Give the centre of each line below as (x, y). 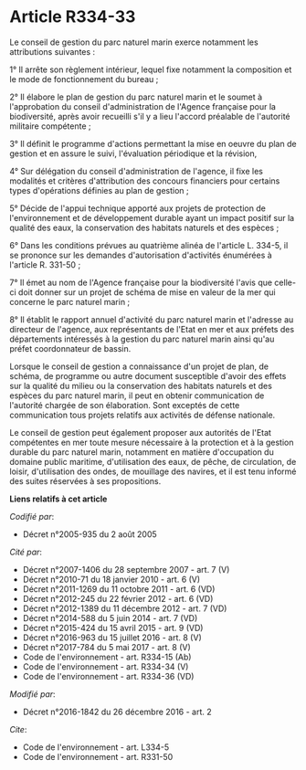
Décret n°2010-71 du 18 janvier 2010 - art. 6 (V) (111, 579)
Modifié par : (33, 694)
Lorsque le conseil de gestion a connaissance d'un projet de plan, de (139, 366)
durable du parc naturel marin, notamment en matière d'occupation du (142, 452)
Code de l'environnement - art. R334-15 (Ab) (107, 657)
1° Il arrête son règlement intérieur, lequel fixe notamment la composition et (151, 69)
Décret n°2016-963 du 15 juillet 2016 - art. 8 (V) (112, 638)
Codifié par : (32, 516)
